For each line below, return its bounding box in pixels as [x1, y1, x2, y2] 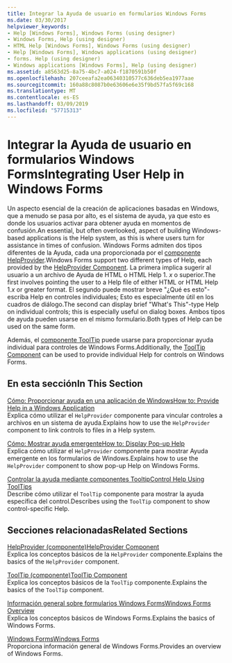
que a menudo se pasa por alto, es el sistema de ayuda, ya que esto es [7, 211, 210, 219]
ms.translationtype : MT [7, 87, 76, 94]
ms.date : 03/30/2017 [7, 17, 67, 24]
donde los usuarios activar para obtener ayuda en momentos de [7, 219, 191, 227]
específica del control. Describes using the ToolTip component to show [7, 497, 210, 505]
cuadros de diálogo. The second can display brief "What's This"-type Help [7, 300, 219, 308]
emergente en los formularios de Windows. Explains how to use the [7, 454, 199, 462]
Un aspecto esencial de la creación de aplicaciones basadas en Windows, [7, 204, 219, 212]
